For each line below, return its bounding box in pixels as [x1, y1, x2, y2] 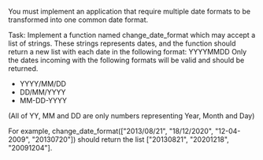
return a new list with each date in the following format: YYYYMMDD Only [8, 47, 247, 56]
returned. [8, 64, 39, 73]
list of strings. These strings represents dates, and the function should [8, 39, 236, 48]
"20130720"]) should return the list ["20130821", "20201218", [31, 135, 230, 144]
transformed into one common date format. [8, 15, 149, 24]
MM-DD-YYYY [19, 96, 68, 105]
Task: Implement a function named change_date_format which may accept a [8, 31, 256, 39]
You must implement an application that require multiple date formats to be [8, 7, 250, 16]
